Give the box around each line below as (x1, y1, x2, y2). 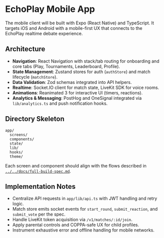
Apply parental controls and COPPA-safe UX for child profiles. (12, 222, 139, 228)
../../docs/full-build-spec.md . (5, 168, 71, 174)
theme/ (9, 154, 23, 159)
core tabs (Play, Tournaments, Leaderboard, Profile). (12, 63, 120, 69)
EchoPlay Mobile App (5, 3, 95, 15)
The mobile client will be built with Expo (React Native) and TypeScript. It (5, 20, 154, 26)
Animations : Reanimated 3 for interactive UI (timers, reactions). (12, 89, 143, 95)
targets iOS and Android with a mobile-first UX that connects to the (5, 25, 143, 31)
